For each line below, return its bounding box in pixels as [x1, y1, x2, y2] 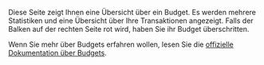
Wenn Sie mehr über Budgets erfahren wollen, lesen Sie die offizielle [8, 40, 234, 49]
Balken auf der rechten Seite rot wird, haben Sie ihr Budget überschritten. [8, 25, 250, 33]
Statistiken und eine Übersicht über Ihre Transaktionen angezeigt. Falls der [8, 16, 254, 25]
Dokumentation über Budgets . [8, 48, 108, 57]
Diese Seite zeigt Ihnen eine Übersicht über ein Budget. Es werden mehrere [8, 8, 257, 17]
